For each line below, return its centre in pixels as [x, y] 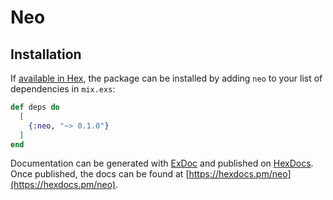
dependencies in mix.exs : [63, 89]
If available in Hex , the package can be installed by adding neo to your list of [166, 78]
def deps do [35, 107]
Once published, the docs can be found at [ [100, 174]
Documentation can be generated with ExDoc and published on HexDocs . [162, 163]
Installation [46, 54]
